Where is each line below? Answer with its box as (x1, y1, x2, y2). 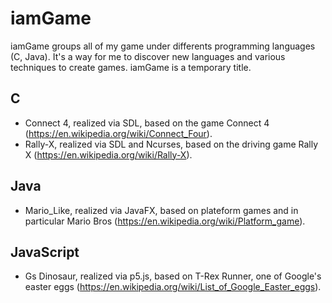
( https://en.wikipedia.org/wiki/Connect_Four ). (24, 127, 213, 139)
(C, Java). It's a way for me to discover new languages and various (10, 50, 286, 62)
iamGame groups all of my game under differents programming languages (10, 40, 316, 52)
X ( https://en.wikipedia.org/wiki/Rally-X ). (24, 148, 193, 161)
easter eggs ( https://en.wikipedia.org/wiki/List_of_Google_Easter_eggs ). (24, 281, 322, 293)
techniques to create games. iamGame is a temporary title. (10, 61, 252, 73)
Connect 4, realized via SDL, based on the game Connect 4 (24, 117, 270, 129)
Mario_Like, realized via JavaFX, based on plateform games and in (24, 204, 299, 216)
